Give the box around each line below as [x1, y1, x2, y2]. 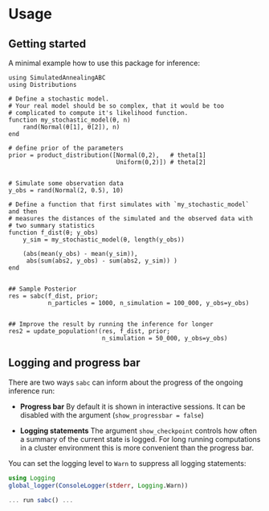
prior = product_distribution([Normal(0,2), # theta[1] [8, 151, 206, 159]
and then [8, 208, 38, 216]
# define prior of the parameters [8, 144, 124, 152]
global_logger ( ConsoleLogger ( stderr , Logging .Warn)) [8, 481, 189, 489]
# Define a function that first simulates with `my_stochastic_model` [8, 200, 250, 208]
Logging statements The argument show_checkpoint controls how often [19, 426, 257, 435]
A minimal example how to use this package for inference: [8, 58, 201, 68]
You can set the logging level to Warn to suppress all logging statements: [8, 458, 247, 468]
